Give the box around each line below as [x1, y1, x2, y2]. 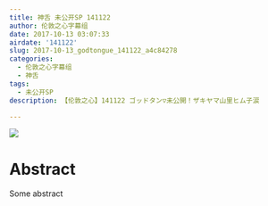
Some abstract [9, 188, 63, 199]
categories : [9, 54, 54, 63]
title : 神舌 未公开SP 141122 [9, 12, 112, 22]
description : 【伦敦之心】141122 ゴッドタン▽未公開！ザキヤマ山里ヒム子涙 [9, 95, 260, 105]
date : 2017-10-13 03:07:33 [9, 29, 110, 38]
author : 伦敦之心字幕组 [9, 21, 88, 30]
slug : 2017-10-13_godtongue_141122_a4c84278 [9, 46, 178, 55]
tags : [9, 79, 29, 88]
